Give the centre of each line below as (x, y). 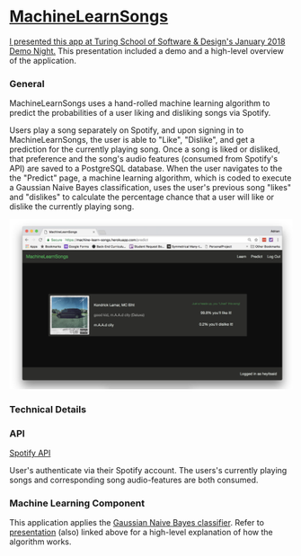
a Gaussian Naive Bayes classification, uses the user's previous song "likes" (150, 188)
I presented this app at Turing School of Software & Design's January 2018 (147, 41)
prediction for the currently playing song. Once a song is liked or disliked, (145, 149)
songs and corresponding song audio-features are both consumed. (134, 480)
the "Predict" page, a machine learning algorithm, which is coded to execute (150, 178)
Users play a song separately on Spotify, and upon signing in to (127, 130)
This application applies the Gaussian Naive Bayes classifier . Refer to (137, 523)
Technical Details (48, 409)
